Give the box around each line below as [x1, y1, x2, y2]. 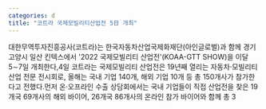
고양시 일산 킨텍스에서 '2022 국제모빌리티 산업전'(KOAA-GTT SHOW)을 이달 [8, 52, 249, 61]
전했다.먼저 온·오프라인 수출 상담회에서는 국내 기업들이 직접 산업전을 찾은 [22, 81, 249, 91]
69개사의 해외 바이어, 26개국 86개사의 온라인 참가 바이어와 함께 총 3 [22, 91, 236, 101]
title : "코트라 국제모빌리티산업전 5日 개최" [8, 19, 138, 27]
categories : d [8, 11, 56, 20]
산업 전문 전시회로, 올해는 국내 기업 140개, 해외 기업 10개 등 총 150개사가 [8, 72, 234, 81]
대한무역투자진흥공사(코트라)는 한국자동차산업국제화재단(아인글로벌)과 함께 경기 [8, 41, 256, 52]
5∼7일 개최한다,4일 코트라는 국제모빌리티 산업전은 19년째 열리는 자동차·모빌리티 [8, 61, 258, 72]
